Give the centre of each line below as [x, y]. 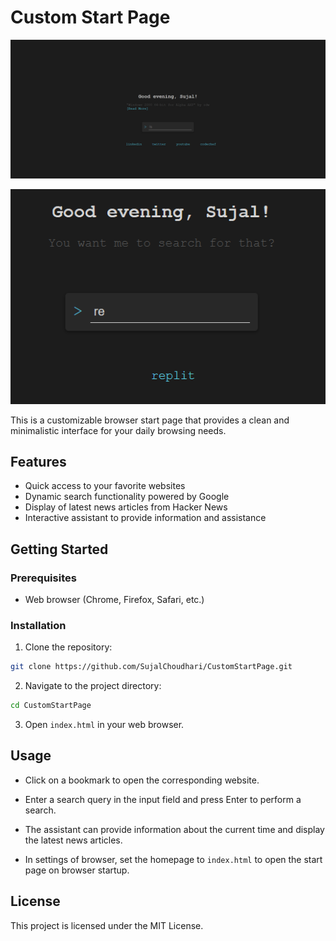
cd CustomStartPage [51, 706]
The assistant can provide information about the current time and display [174, 829]
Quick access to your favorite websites [105, 486]
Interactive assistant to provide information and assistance [145, 518]
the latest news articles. [73, 840]
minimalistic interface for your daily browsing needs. [118, 430]
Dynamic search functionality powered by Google [127, 497]
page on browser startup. [77, 870]
